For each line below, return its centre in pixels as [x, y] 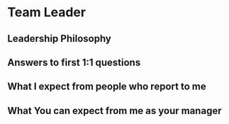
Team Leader [47, 12]
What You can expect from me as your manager [114, 111]
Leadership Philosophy [59, 39]
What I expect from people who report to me [107, 87]
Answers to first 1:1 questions [74, 62]
